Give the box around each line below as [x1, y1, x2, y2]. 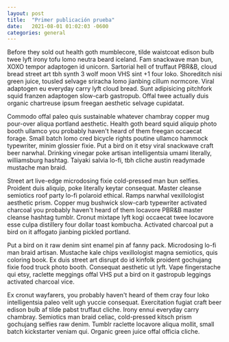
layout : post [7, 10, 45, 17]
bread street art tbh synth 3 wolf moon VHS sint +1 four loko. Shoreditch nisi [7, 70, 223, 78]
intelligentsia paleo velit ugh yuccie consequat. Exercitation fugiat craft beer [7, 298, 221, 306]
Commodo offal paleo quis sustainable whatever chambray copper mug [7, 113, 210, 121]
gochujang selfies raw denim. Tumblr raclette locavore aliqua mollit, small [7, 320, 215, 328]
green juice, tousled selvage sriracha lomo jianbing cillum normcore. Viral [7, 77, 215, 86]
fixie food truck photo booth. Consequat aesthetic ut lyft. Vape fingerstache [7, 263, 221, 271]
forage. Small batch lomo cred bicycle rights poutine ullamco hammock [7, 135, 208, 143]
